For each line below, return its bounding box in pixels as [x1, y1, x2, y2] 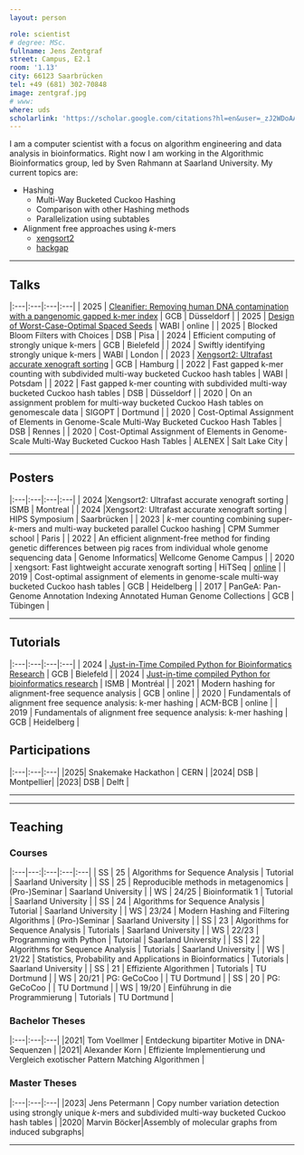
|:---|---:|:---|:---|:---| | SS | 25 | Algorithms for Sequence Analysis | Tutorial [9, 867, 294, 878]
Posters [9, 470, 54, 486]
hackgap [35, 242, 70, 253]
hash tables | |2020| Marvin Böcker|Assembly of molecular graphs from [9, 1116, 278, 1127]
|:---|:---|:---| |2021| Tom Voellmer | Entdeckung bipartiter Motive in [9, 1035, 263, 1046]
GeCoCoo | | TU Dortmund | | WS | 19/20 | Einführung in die [9, 982, 233, 993]
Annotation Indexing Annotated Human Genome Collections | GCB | [43, 590, 295, 601]
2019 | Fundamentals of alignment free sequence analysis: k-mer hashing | [9, 706, 288, 717]
